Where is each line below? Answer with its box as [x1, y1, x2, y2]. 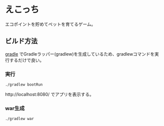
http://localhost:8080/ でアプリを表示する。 [5, 92, 94, 97]
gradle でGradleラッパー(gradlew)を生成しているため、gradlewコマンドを [5, 51, 155, 57]
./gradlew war [5, 116, 34, 122]
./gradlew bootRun [5, 82, 43, 87]
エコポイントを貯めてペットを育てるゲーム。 [5, 21, 96, 27]
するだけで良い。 [9, 57, 44, 63]
